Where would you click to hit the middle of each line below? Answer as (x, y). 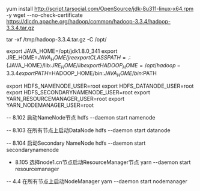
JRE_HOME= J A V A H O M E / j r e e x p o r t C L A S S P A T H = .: (68, 58)
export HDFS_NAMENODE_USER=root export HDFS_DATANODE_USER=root (100, 86)
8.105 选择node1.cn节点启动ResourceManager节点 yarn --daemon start (103, 162)
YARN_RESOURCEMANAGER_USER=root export (65, 99)
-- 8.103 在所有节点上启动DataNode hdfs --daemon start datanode (88, 130)
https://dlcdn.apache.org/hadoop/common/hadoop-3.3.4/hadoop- (89, 21)
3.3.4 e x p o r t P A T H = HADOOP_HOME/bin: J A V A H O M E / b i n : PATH (82, 74)
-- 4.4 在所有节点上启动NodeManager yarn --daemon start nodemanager (97, 181)
